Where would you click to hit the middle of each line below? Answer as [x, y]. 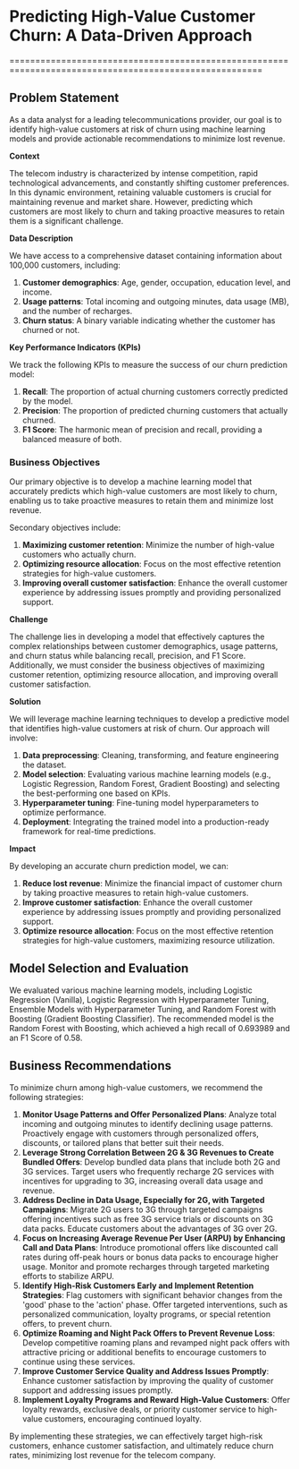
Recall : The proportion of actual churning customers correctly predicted [155, 391]
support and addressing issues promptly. [97, 1390]
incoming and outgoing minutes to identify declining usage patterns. [148, 1123]
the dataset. [44, 765]
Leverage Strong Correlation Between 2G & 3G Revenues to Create [148, 1152]
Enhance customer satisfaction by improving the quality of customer [148, 1380]
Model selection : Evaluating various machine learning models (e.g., [146, 774]
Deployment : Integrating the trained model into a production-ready [145, 822]
